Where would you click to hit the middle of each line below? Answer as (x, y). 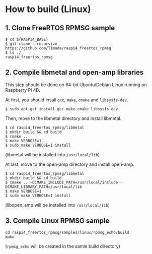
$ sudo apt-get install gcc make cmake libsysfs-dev (62, 109)
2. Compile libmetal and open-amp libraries (74, 72)
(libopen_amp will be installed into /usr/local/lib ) (57, 205)
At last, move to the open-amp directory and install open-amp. (70, 164)
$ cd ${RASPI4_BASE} (27, 39)
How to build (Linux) (48, 9)
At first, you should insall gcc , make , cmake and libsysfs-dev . (67, 100)
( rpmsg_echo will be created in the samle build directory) (63, 246)
